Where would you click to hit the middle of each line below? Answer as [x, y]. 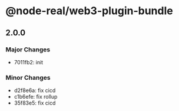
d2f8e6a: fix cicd [35, 90]
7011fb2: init [29, 62]
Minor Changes [28, 77]
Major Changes [28, 50]
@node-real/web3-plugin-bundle [89, 11]
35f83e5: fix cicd [35, 103]
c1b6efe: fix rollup [36, 97]
